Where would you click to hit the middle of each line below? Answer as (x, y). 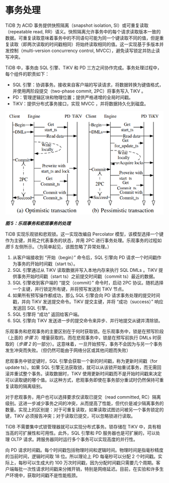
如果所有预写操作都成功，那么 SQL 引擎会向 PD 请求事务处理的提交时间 (86, 296)
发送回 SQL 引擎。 (31, 308)
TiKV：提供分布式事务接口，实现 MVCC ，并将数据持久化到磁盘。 (80, 104)
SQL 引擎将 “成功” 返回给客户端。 (47, 314)
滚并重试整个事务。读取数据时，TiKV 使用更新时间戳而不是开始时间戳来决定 (83, 374)
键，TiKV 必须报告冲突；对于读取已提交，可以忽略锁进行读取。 (70, 416)
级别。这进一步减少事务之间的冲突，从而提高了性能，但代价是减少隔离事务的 (84, 403)
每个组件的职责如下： (27, 74)
